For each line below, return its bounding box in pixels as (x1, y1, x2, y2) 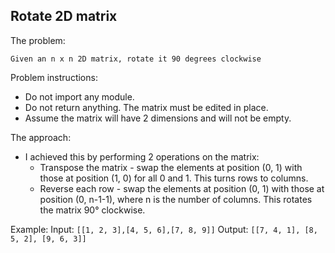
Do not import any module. (24, 90, 135, 103)
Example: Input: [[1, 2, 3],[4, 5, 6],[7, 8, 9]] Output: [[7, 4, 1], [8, (10, 223, 318, 235)
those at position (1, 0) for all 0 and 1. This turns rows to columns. (39, 172, 309, 184)
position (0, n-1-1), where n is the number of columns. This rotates (39, 193, 313, 205)
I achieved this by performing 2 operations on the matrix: (24, 150, 260, 163)
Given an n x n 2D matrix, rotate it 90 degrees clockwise (10, 54, 262, 64)
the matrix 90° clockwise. (39, 204, 146, 216)
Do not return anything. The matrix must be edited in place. (24, 101, 269, 113)
